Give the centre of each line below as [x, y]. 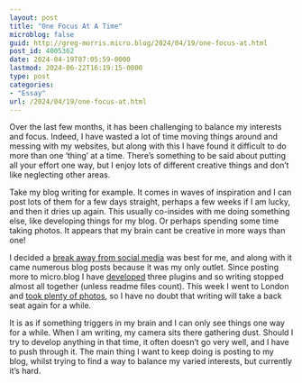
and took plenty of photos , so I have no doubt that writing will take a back [146, 296]
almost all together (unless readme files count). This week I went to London [149, 287]
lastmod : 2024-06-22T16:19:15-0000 [76, 68]
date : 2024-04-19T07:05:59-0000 [70, 59]
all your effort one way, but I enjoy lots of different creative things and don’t [149, 165]
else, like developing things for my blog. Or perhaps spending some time [144, 221]
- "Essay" [28, 93]
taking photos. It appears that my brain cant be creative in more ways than [147, 231]
